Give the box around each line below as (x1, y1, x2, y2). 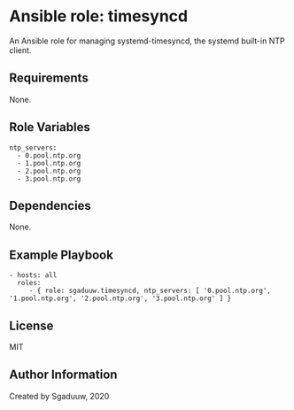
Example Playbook (9, 247, 113, 262)
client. (9, 44, 32, 55)
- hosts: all (9, 271, 58, 280)
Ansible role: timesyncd (9, 6, 189, 27)
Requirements (9, 71, 89, 86)
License (9, 318, 54, 333)
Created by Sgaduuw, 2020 (9, 391, 110, 401)
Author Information (9, 367, 118, 383)
